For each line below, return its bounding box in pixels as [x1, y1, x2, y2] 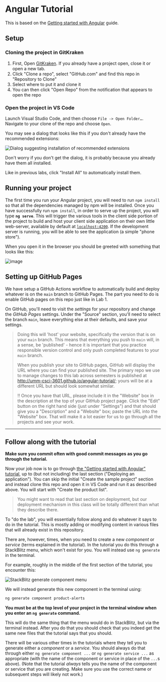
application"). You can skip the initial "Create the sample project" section [5, 476, 154, 482]
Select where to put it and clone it [12, 81, 81, 87]
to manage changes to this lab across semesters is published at [17, 372, 147, 378]
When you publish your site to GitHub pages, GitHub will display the [17, 362, 156, 368]
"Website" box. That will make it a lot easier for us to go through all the [17, 413, 161, 419]
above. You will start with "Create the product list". [5, 487, 108, 493]
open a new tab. [12, 65, 45, 71]
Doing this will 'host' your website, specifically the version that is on [17, 331, 156, 337]
